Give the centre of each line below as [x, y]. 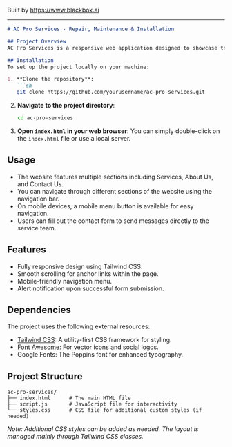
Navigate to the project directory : [66, 105]
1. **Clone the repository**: [51, 79]
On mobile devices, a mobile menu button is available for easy [105, 206]
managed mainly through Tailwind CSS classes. [75, 437]
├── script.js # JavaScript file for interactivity [92, 404]
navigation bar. [38, 199]
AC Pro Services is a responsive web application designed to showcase [112, 48]
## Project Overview [37, 41]
